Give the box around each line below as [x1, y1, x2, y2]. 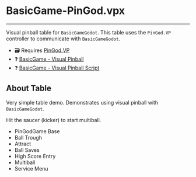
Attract [14, 140, 32, 147]
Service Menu [14, 165, 48, 172]
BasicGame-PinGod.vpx [6, 4, 125, 18]
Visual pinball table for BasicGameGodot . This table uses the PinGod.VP [6, 29, 171, 36]
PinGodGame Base [14, 127, 60, 135]
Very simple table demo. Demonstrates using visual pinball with [6, 99, 159, 106]
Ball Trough [14, 134, 43, 141]
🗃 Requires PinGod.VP [14, 47, 70, 54]
